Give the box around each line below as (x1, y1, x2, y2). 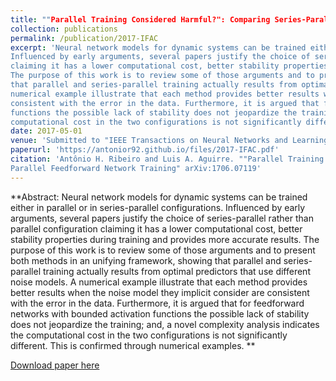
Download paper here (10, 359, 100, 371)
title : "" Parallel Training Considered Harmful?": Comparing (10, 14, 271, 25)
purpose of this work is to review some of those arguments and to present (10, 244, 316, 256)
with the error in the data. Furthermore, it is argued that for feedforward (10, 297, 305, 309)
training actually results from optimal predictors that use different (42, 265, 311, 277)
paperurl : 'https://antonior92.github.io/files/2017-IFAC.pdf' (10, 145, 280, 155)
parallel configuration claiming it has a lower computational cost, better (10, 222, 303, 235)
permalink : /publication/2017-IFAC (10, 33, 159, 43)
